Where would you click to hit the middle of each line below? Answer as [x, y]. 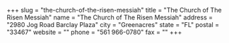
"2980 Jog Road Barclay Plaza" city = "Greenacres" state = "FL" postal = [113, 25]
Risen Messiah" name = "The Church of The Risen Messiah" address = [110, 17]
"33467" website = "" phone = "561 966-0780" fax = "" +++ [94, 32]
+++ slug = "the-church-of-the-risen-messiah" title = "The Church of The [114, 10]
